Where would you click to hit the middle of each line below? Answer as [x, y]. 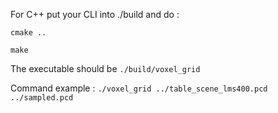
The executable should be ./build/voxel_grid [105, 68]
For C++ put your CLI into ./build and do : [95, 14]
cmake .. [28, 33]
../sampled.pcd [42, 98]
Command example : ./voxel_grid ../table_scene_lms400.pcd [139, 88]
